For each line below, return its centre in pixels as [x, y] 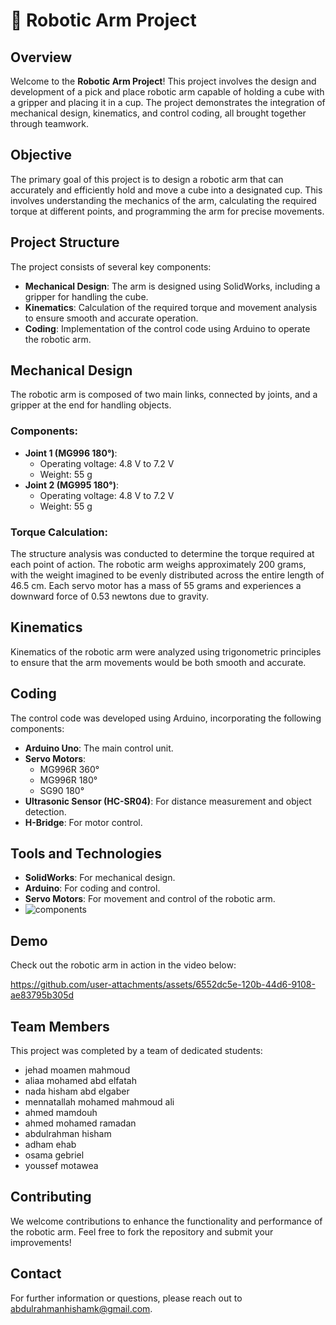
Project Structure [65, 242]
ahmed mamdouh [61, 1113]
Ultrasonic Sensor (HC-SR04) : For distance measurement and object [168, 801]
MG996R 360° [69, 769]
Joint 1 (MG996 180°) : [71, 453]
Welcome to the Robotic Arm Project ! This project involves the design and [163, 81]
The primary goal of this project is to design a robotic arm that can [147, 179]
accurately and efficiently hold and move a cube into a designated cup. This [166, 190]
